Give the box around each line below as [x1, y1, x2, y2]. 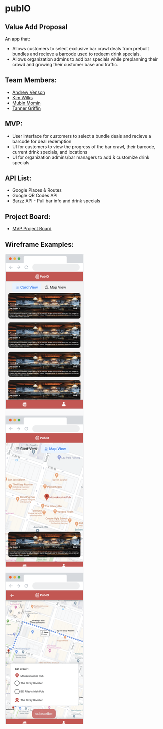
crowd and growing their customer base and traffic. [12, 62, 119, 67]
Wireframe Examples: [5, 240, 74, 249]
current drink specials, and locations [12, 149, 88, 155]
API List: [5, 174, 32, 183]
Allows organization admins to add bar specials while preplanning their [12, 56, 158, 62]
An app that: [5, 36, 31, 42]
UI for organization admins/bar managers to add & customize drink [12, 154, 150, 160]
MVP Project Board [12, 226, 52, 232]
